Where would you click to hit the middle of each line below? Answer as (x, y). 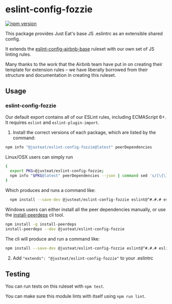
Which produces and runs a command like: (50, 190)
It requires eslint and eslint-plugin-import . (52, 122)
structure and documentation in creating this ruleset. (61, 75)
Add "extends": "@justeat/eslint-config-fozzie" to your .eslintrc (83, 258)
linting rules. (18, 54)
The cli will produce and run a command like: (52, 238)
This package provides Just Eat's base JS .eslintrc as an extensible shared (84, 33)
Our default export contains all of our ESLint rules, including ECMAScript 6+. (86, 117)
